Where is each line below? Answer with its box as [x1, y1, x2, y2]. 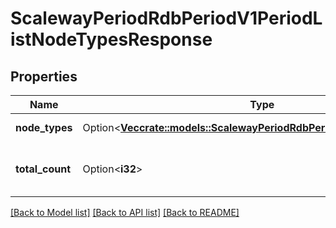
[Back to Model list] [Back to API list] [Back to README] [10, 207, 240, 218]
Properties [10, 68, 78, 85]
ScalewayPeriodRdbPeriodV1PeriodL [10, 7, 323, 30]
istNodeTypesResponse [10, 28, 213, 51]
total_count [15, 162, 71, 176]
